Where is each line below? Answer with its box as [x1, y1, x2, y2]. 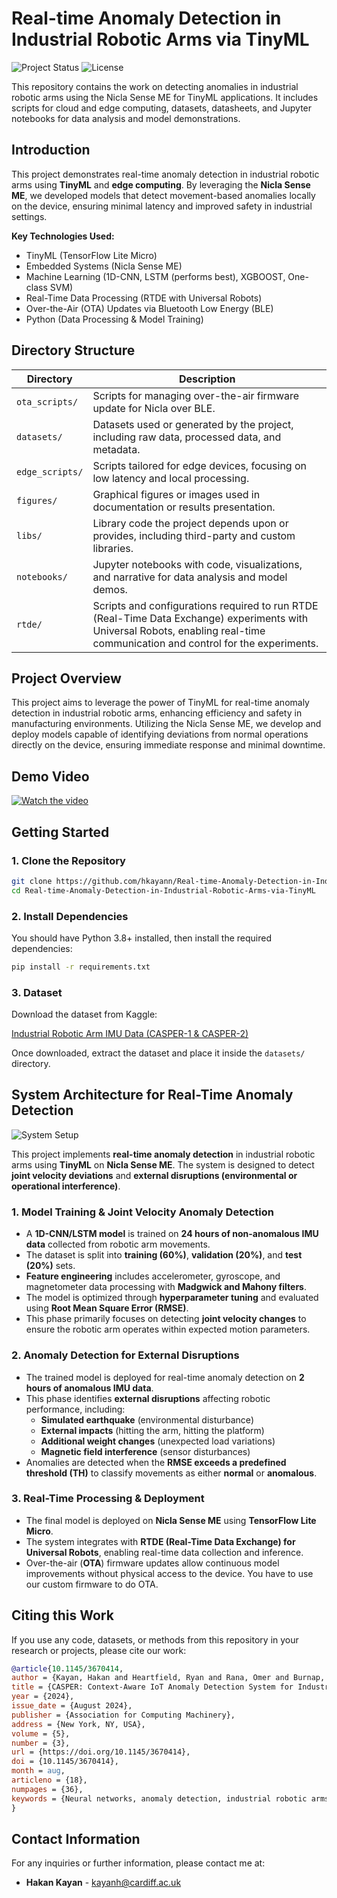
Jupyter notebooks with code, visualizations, [92, 557, 303, 571]
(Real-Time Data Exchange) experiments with [92, 611, 309, 625]
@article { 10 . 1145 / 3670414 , [11, 1663, 124, 1674]
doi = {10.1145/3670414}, [11, 1757, 119, 1767]
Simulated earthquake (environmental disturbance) [40, 1413, 254, 1426]
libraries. [92, 541, 134, 555]
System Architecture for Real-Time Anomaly [11, 1087, 294, 1104]
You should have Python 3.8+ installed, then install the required [11, 932, 273, 944]
